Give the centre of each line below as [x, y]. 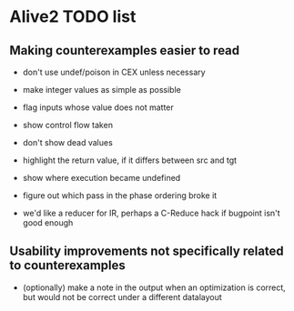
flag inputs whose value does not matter [98, 107]
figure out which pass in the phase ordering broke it [120, 196]
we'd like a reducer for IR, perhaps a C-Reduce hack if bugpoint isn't [151, 213]
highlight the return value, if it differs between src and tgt [130, 160]
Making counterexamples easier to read [125, 50]
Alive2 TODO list [73, 17]
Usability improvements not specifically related [147, 251]
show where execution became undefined [101, 178]
